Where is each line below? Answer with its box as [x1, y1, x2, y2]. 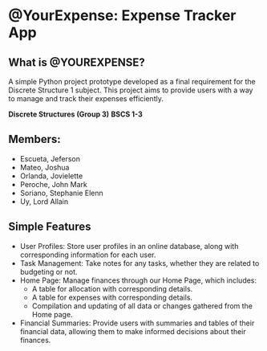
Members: [8, 133, 62, 146]
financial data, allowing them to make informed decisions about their [19, 326, 246, 336]
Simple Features [8, 220, 91, 234]
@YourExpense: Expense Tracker [8, 6, 237, 25]
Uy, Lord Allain [19, 196, 69, 206]
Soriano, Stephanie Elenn [19, 188, 104, 198]
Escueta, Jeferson [19, 153, 80, 163]
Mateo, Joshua [19, 162, 70, 172]
